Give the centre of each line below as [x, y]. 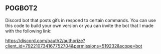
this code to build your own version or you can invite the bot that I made [79, 25]
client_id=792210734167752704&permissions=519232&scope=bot [74, 46]
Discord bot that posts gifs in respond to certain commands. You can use [81, 20]
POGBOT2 [21, 8]
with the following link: [28, 31]
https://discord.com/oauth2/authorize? [45, 40]
